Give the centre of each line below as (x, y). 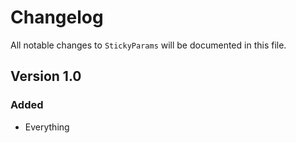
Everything (47, 127)
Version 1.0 (46, 76)
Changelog (57, 17)
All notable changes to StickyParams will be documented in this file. (148, 45)
